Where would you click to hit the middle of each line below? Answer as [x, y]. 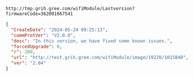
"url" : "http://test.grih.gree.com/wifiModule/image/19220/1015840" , [100, 58]
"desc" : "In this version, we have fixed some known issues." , [92, 41]
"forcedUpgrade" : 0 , [37, 47]
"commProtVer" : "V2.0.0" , [44, 35]
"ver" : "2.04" [29, 63]
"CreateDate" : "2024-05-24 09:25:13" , [60, 30]
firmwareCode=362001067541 [39, 14]
